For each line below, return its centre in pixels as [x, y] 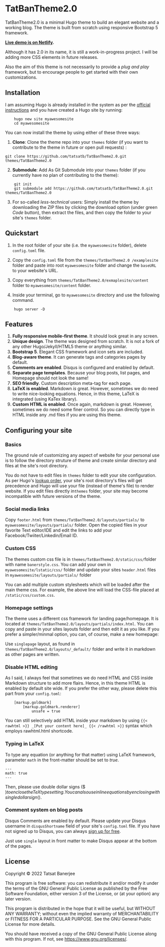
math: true [16, 773]
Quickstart [22, 233]
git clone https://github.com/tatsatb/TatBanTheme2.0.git [66, 156]
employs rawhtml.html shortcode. [39, 731]
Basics [13, 444]
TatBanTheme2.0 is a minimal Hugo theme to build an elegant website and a [82, 22]
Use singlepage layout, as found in [40, 644]
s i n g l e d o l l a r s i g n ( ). [23, 797]
